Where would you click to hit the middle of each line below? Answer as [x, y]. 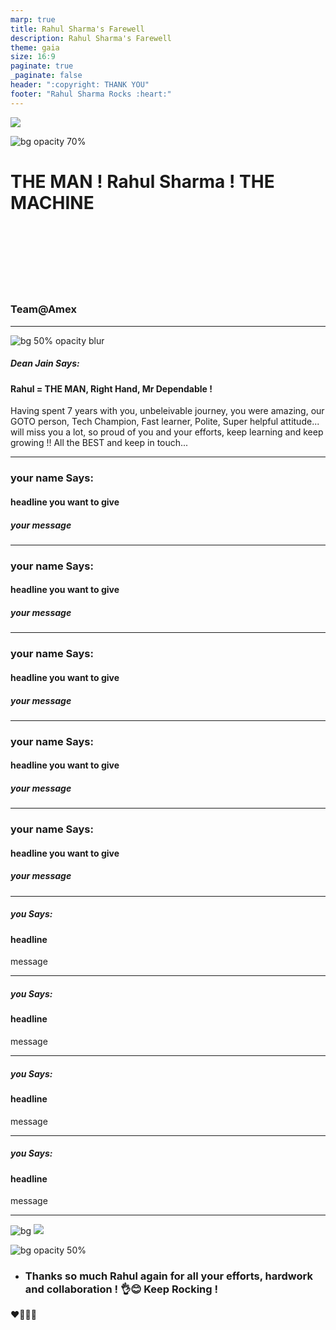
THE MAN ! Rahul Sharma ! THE [142, 181]
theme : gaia [35, 47]
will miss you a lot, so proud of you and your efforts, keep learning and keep [167, 432]
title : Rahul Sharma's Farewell [77, 29]
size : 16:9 [33, 57]
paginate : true [42, 66]
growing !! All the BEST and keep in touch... [99, 443]
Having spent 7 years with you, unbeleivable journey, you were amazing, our [167, 411]
